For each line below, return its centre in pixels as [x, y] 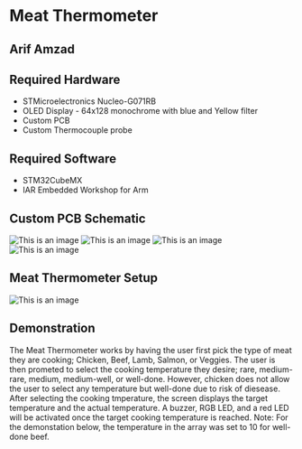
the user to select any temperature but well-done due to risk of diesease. [145, 388]
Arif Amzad [42, 49]
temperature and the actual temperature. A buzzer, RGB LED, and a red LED [150, 407]
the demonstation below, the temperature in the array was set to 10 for [140, 426]
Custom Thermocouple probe [77, 130]
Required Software [63, 159]
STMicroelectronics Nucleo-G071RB [89, 101]
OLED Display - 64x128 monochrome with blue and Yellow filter [140, 111]
